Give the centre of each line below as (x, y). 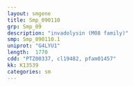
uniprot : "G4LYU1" (34, 46)
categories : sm (29, 71)
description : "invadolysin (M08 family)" (68, 33)
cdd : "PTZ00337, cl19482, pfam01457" (62, 59)
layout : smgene (29, 14)
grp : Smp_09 (24, 26)
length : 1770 (28, 53)
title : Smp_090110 (34, 20)
